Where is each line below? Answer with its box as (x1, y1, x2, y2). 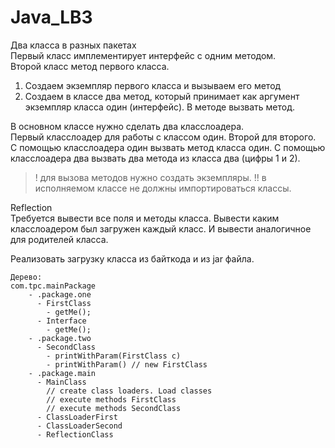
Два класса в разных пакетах (10, 39, 137, 51)
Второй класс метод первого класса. (10, 60, 170, 72)
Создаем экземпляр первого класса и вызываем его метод (24, 79, 282, 91)
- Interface (36, 316, 87, 326)
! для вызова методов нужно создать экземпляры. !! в (34, 171, 267, 183)
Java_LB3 (10, 6, 93, 29)
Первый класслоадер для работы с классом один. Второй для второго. (10, 131, 317, 143)
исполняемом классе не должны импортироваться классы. (34, 182, 292, 194)
